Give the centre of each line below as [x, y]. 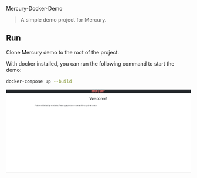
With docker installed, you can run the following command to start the [90, 63]
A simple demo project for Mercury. [63, 20]
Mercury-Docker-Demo [34, 8]
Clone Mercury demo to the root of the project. [62, 52]
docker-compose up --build [39, 81]
